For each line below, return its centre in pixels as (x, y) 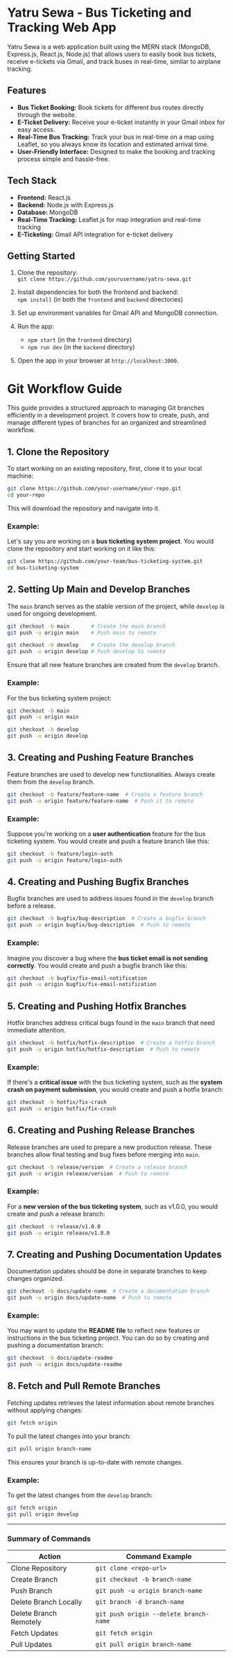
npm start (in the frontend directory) (80, 340)
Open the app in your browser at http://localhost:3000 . (98, 361)
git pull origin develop (43, 1514)
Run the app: (35, 327)
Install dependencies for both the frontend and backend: (98, 292)
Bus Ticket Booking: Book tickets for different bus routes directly (111, 107)
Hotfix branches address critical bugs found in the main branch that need (111, 1023)
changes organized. (36, 1279)
